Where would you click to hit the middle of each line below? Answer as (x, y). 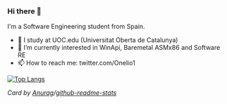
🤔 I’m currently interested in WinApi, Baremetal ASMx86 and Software (119, 48)
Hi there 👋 (25, 11)
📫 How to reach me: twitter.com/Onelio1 (76, 63)
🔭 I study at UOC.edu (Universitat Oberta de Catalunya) (98, 40)
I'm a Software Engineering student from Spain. (76, 27)
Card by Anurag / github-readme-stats (62, 93)
